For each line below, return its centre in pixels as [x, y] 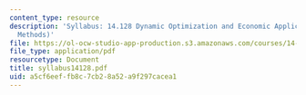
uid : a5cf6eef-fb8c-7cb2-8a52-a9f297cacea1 [93, 77]
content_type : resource [55, 18]
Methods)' [36, 34]
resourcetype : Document [55, 60]
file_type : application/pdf [63, 52]
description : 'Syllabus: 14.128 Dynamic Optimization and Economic [140, 26]
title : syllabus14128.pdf [58, 69]
